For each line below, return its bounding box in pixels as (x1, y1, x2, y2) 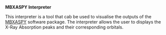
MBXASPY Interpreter (5, 4, 52, 10)
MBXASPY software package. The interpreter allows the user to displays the (5, 19, 162, 25)
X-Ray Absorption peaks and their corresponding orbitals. (5, 24, 124, 30)
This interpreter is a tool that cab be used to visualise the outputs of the (5, 14, 152, 19)
